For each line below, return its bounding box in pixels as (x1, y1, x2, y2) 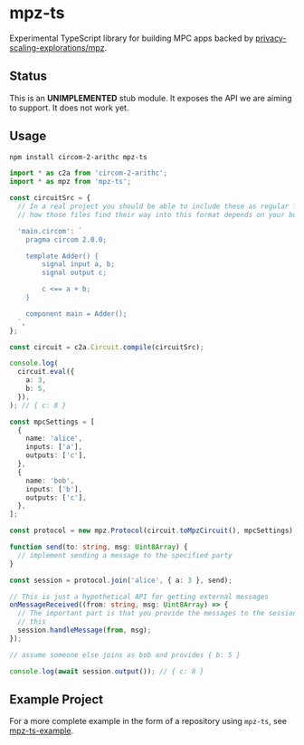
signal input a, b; (42, 260, 116, 269)
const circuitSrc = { (9, 194, 91, 203)
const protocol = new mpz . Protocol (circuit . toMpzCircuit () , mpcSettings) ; (9, 526, 298, 536)
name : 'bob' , (25, 476, 75, 485)
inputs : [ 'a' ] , (25, 443, 83, 452)
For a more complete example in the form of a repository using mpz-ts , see (9, 716, 288, 727)
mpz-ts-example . (9, 725, 74, 736)
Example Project (9, 692, 104, 707)
